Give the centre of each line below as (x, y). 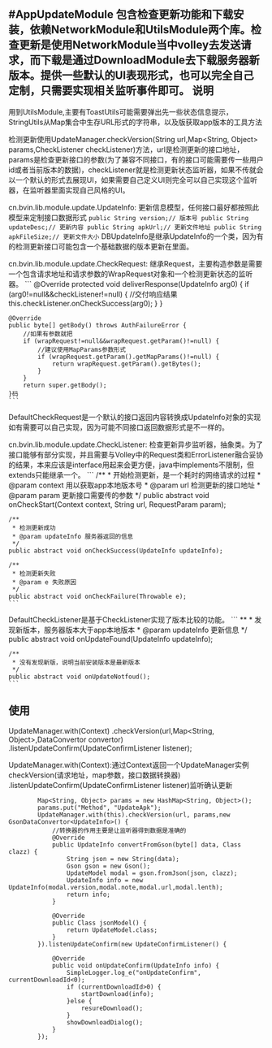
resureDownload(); (112, 1008)
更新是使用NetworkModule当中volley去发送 (130, 45)
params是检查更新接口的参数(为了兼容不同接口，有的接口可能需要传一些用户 (136, 159)
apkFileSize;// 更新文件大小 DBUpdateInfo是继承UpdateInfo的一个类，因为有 (136, 236)
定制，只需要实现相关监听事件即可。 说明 (111, 91)
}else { (79, 1001)
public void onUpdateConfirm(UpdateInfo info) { (136, 965)
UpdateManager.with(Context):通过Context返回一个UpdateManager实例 (129, 764)
